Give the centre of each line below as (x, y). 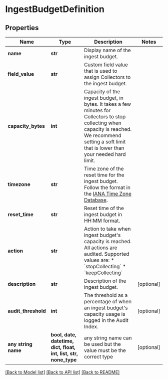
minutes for (97, 110)
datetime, (62, 341)
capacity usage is (105, 314)
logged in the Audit (106, 320)
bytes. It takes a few (108, 104)
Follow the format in (107, 187)
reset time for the (104, 175)
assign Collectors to (107, 77)
